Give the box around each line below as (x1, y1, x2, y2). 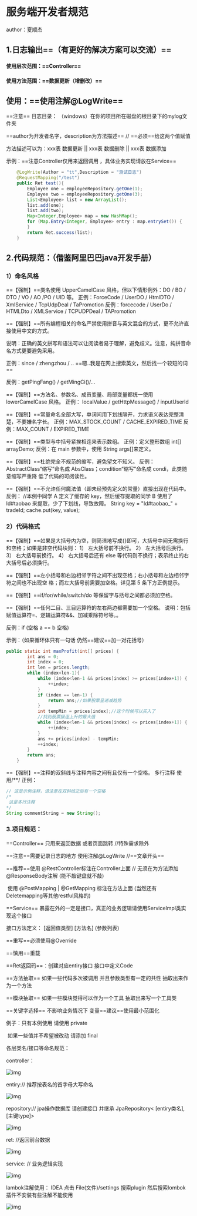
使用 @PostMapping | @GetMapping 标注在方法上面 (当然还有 (7, 884, 157, 891)
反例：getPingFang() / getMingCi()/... (6, 378, 96, 386)
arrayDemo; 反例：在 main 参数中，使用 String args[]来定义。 (6, 445, 154, 452)
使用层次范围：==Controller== (6, 62, 81, 70)
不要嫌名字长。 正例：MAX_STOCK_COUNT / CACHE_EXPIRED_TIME (16, 418, 182, 425)
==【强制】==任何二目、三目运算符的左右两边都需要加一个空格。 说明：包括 (6, 604, 191, 611)
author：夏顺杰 (6, 26, 43, 33)
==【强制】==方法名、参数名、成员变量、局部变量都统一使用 (6, 391, 154, 398)
